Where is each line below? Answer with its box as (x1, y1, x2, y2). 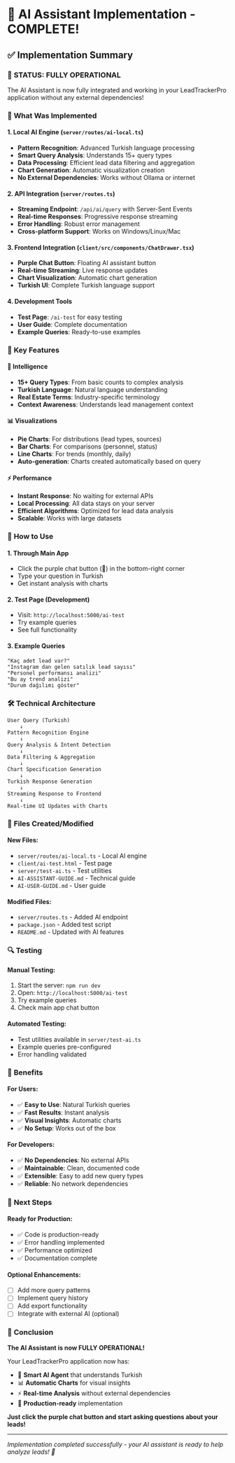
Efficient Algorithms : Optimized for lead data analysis (17, 507, 173, 515)
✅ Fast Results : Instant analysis (17, 1108, 110, 1117)
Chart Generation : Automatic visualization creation (17, 166, 165, 174)
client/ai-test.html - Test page (17, 859, 113, 868)
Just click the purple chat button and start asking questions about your (7, 1413, 218, 1421)
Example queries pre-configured (17, 1043, 112, 1051)
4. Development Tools (7, 297, 72, 305)
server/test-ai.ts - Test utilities (17, 867, 112, 875)
